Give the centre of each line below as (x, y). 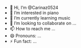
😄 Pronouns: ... (26, 36)
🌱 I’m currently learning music (40, 18)
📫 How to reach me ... (32, 29)
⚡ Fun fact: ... (23, 41)
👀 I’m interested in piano (34, 13)
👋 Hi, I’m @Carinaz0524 (34, 8)
